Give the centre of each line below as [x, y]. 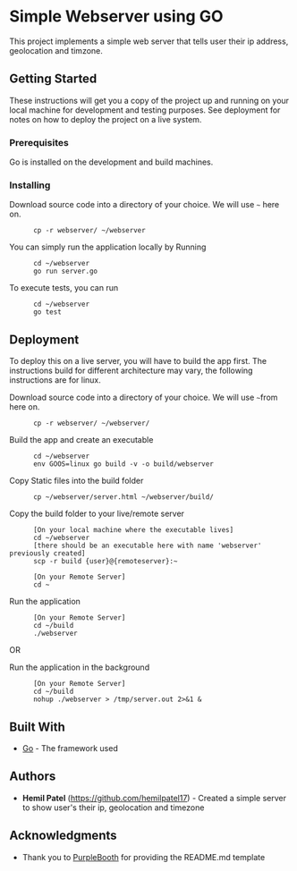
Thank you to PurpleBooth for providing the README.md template [144, 857]
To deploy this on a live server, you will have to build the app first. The [138, 361]
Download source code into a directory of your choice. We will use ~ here [144, 205]
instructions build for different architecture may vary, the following [131, 371]
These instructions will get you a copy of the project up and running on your [149, 100]
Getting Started [53, 79]
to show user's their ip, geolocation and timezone [113, 808]
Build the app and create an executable [81, 440]
